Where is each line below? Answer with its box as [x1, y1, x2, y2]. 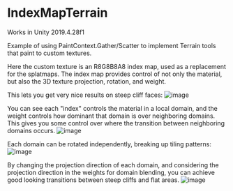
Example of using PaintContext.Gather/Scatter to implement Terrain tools [7, 41, 216, 49]
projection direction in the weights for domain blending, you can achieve [7, 168, 215, 176]
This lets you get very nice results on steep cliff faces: [7, 91, 163, 99]
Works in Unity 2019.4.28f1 [7, 28, 85, 36]
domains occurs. [7, 126, 56, 135]
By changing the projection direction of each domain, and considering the [7, 160, 220, 169]
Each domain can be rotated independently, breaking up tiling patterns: [7, 139, 211, 148]
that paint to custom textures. [7, 49, 92, 57]
